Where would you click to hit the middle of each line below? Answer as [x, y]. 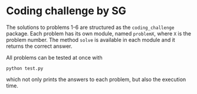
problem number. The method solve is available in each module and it [91, 40]
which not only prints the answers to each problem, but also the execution [96, 79]
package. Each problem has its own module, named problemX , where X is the [99, 33]
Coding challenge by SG [66, 11]
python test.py [25, 68]
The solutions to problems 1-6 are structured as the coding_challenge [90, 27]
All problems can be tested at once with [54, 57]
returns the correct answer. [39, 46]
